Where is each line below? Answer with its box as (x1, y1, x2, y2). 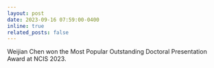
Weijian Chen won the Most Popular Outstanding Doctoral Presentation (7, 48, 207, 56)
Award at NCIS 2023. (7, 55, 67, 63)
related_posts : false (7, 29, 69, 36)
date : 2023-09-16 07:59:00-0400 (7, 16, 99, 23)
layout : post (7, 10, 45, 17)
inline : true (7, 22, 45, 29)
